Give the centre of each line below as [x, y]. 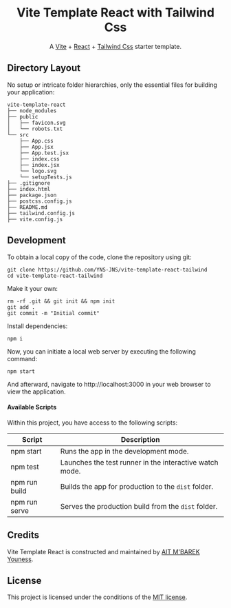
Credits [23, 535]
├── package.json [32, 195]
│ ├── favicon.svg [37, 123]
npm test [25, 467]
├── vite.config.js [35, 219]
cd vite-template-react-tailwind [55, 276]
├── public [23, 116]
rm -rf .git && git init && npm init [61, 301]
